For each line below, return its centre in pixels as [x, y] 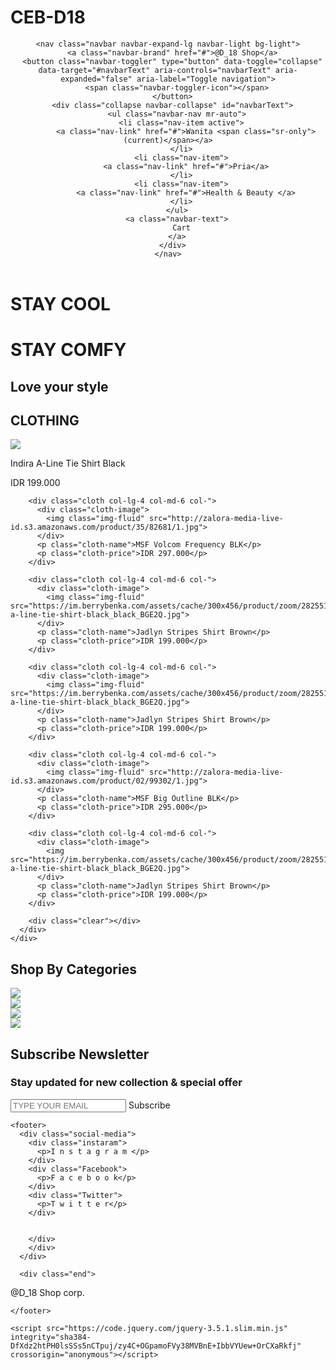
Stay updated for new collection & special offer [126, 1083]
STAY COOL [60, 303]
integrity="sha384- [51, 1337]
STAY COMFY [68, 350]
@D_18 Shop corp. [47, 1292]
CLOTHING [45, 420]
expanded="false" [96, 79]
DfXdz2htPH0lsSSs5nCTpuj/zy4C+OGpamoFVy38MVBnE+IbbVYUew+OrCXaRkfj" [156, 1346]
